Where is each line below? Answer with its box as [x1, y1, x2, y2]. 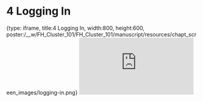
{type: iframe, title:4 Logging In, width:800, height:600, [6, 24, 145, 32]
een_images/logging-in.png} [6, 89, 78, 96]
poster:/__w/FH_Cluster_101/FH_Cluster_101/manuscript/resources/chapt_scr [6, 30, 197, 38]
